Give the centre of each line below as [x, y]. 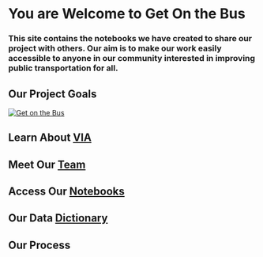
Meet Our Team [47, 164]
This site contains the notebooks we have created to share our [130, 39]
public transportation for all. [63, 68]
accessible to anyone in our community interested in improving [131, 59]
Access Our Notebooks [66, 192]
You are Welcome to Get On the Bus [127, 14]
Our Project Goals [53, 94]
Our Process [39, 245]
